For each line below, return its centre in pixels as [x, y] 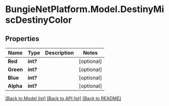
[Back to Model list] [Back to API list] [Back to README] [63, 98]
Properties [22, 39]
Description [60, 53]
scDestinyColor [39, 20]
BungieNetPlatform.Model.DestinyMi [85, 9]
